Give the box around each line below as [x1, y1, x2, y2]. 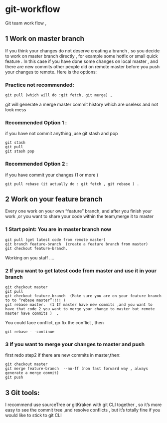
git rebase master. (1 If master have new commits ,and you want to [5, 302, 153, 307]
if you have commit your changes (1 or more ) [5, 172, 99, 178]
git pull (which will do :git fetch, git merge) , [5, 93, 113, 98]
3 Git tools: [5, 388, 40, 397]
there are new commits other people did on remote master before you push [5, 63, 160, 69]
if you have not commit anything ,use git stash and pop [5, 131, 118, 137]
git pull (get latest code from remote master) [5, 237, 106, 242]
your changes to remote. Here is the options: [5, 69, 97, 75]
